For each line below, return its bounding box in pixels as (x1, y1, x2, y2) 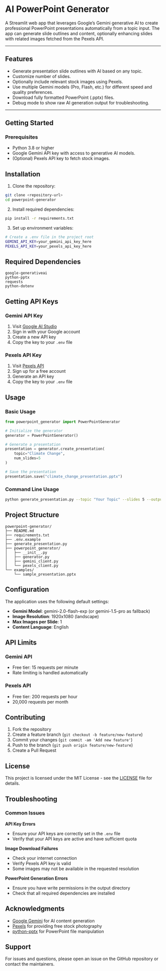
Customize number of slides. (12, 73, 71, 79)
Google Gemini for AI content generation (12, 918, 95, 924)
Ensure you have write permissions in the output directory (12, 885, 130, 890)
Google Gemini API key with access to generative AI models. (12, 150, 136, 156)
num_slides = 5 (14, 456, 41, 461)
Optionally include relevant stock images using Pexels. (12, 79, 124, 84)
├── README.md (5, 528, 35, 533)
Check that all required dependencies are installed (12, 890, 115, 896)
